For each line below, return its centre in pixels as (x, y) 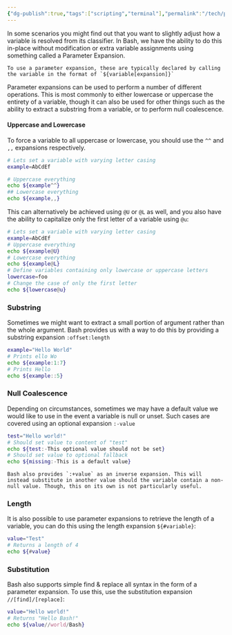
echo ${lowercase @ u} (37, 289)
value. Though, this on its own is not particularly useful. (112, 486)
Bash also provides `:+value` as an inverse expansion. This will (105, 474)
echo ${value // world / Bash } (46, 625)
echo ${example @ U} (33, 251)
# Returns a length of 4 (43, 545)
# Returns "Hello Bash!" (43, 618)
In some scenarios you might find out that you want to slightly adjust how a (114, 33)
